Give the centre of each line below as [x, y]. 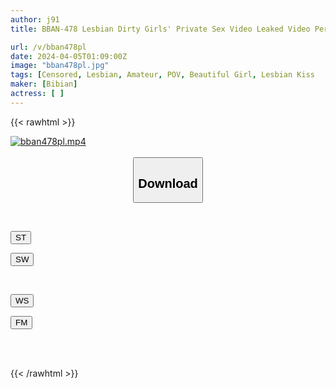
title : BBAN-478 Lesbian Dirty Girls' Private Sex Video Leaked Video [160, 29]
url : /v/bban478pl [48, 47]
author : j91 [35, 19]
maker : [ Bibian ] [44, 84]
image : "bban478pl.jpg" [60, 66]
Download [168, 183]
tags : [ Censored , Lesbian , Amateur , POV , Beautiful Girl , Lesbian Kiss [162, 75]
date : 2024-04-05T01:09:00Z [69, 56]
